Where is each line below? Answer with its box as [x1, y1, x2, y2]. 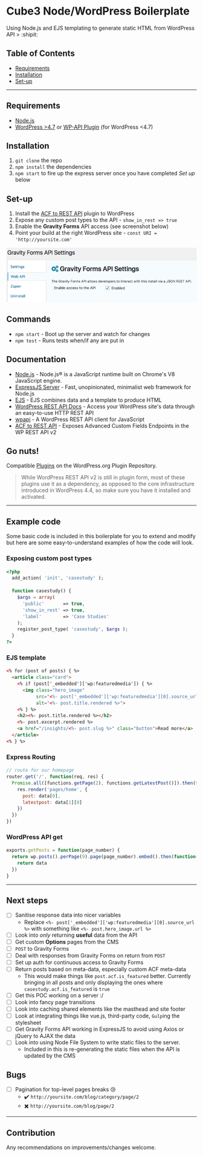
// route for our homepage [6, 767, 74, 774]
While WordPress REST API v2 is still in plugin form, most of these [21, 474, 185, 481]
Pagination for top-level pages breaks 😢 [14, 1086, 116, 1093]
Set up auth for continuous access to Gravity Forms [14, 959, 144, 966]
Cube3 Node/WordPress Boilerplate [6, 4, 190, 18]
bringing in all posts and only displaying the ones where [24, 979, 163, 986]
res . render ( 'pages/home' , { [17, 786, 88, 792]
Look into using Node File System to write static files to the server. [14, 1039, 180, 1046]
